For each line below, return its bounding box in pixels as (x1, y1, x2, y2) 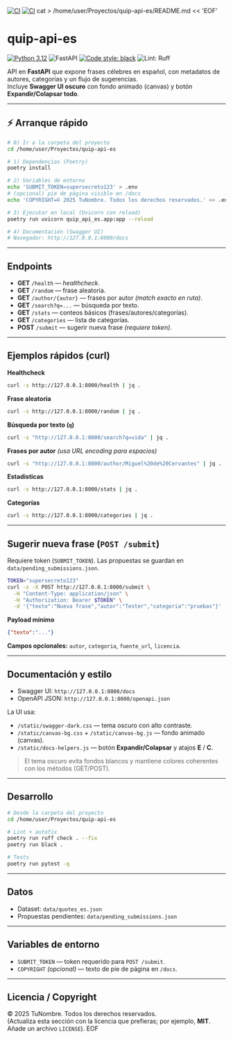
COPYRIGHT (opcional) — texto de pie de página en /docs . (17, 965, 178, 973)
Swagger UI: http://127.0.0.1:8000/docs (17, 687, 135, 695)
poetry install (7, 164, 51, 172)
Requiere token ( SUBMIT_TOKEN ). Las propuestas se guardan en (7, 556, 184, 564)
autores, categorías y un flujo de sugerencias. (7, 74, 139, 83)
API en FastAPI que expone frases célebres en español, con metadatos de (7, 67, 221, 76)
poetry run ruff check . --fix (7, 835, 98, 842)
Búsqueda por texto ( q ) (7, 420, 75, 429)
